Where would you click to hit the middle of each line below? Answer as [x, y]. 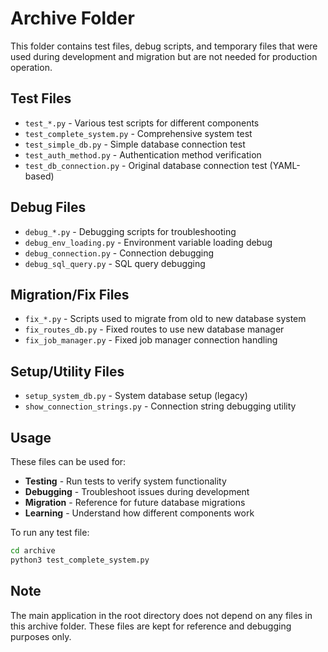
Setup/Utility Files [67, 371]
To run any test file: [50, 532]
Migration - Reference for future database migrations [135, 502]
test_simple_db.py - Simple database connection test [135, 144]
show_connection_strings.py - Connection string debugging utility [160, 406]
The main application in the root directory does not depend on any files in [161, 615]
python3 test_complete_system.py [80, 560]
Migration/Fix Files [70, 294]
